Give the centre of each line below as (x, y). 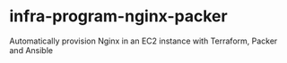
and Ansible (31, 50)
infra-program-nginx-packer (118, 16)
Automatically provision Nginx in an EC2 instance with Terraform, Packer (143, 41)
